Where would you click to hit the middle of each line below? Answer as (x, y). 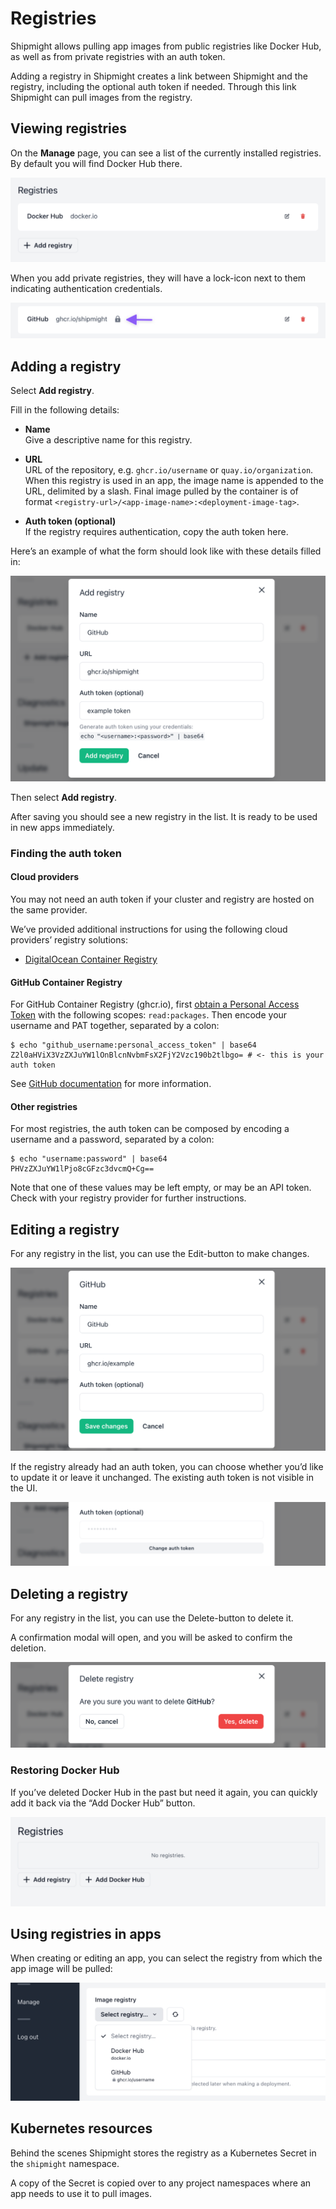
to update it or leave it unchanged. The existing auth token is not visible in (162, 1477)
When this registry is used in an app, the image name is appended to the (174, 480)
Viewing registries (69, 128)
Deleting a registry (69, 1593)
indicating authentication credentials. (86, 289)
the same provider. (49, 909)
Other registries (44, 1106)
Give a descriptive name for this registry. (108, 440)
